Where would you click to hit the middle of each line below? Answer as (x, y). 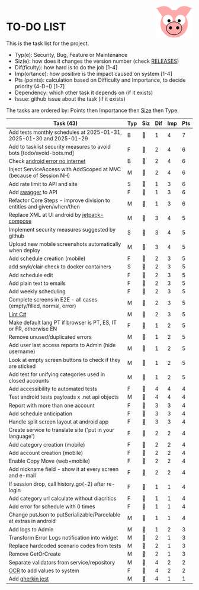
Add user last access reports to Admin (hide (62, 345)
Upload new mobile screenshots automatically (65, 244)
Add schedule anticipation (41, 413)
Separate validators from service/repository (62, 562)
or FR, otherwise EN (33, 329)
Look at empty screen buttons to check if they (65, 360)
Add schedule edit (31, 275)
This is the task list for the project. (48, 43)
